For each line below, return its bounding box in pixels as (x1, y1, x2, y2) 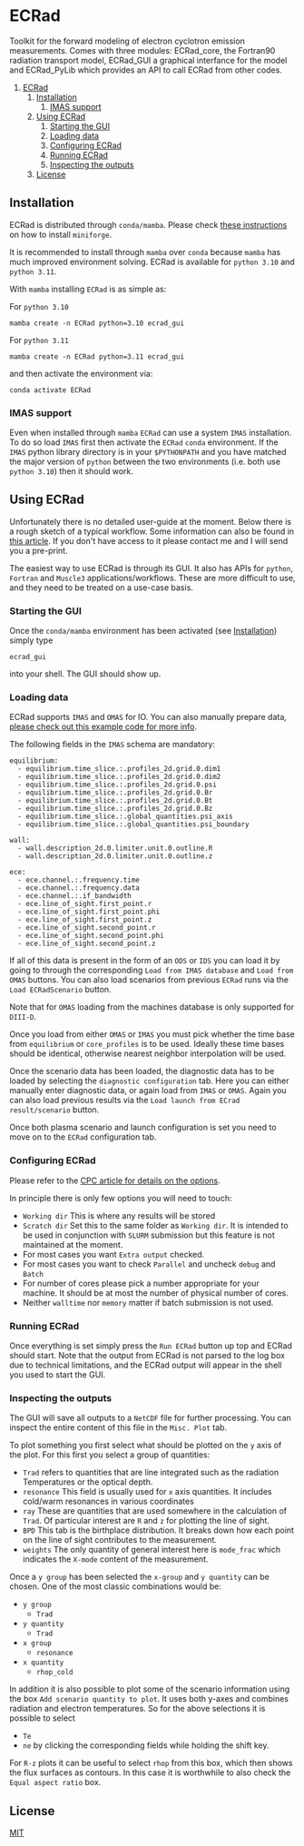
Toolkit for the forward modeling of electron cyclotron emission (9, 35, 245, 46)
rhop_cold (35, 1668, 74, 1677)
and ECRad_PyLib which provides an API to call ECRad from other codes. (9, 64, 283, 75)
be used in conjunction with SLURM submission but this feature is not (22, 1229, 275, 1240)
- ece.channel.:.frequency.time (17, 875, 141, 885)
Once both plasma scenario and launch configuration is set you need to (9, 1122, 277, 1133)
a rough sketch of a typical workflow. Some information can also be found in (9, 526, 295, 537)
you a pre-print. (9, 545, 68, 556)
